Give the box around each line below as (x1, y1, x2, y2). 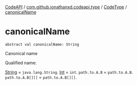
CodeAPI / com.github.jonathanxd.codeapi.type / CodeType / (5, 4, 127, 10)
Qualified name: (5, 60, 37, 66)
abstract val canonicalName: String (5, 42, 79, 47)
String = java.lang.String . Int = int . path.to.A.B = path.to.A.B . (5, 69, 133, 75)
